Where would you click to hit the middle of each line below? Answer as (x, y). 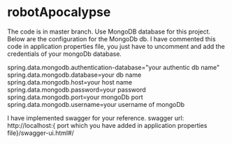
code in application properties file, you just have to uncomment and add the (116, 46)
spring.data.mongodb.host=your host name (70, 82)
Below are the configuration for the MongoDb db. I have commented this (111, 38)
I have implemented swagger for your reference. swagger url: (96, 118)
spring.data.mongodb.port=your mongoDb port (75, 97)
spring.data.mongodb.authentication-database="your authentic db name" (114, 67)
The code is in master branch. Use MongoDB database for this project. (109, 31)
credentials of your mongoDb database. (65, 54)
